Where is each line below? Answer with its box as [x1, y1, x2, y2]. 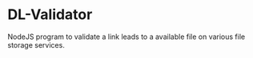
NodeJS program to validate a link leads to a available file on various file [7, 32, 246, 41]
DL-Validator [7, 6, 93, 24]
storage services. [7, 40, 65, 49]
